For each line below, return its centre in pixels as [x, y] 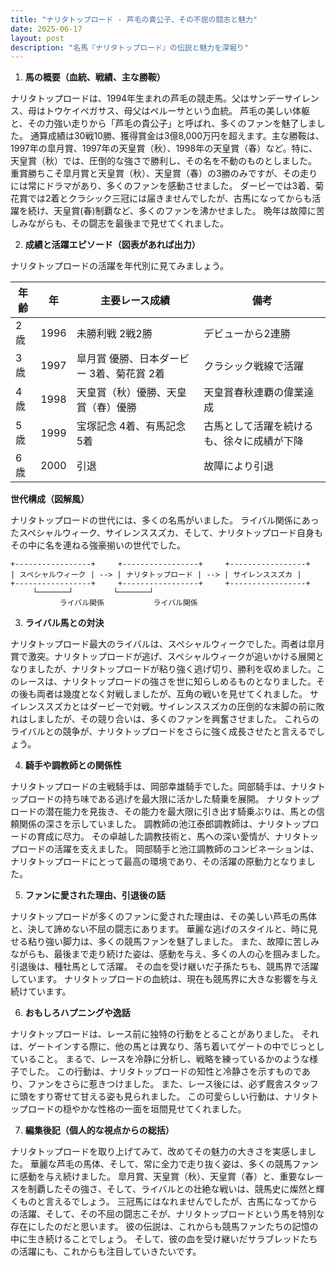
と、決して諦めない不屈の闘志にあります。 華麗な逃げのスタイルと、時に [159, 929]
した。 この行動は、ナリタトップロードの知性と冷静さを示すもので [164, 1072]
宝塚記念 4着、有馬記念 [131, 426]
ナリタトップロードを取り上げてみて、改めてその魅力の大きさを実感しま [159, 1152]
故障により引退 [239, 466]
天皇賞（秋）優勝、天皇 [131, 393]
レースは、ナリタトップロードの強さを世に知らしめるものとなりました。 [167, 682]
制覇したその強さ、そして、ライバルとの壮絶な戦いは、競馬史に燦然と [172, 1189]
